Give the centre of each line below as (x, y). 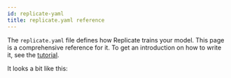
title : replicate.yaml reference (56, 20)
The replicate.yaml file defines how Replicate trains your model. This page (116, 40)
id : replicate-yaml (36, 14)
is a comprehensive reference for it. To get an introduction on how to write (114, 47)
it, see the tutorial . (33, 55)
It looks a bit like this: (37, 68)
